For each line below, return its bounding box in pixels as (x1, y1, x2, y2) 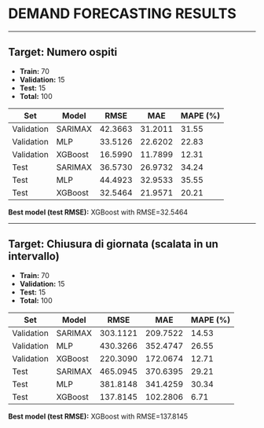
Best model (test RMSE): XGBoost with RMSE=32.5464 (8, 207, 189, 217)
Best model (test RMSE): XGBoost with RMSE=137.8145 (8, 412, 189, 421)
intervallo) (8, 250, 60, 263)
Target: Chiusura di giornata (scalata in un (8, 237, 218, 251)
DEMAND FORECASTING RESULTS (8, 5, 237, 23)
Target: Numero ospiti (8, 46, 118, 59)
